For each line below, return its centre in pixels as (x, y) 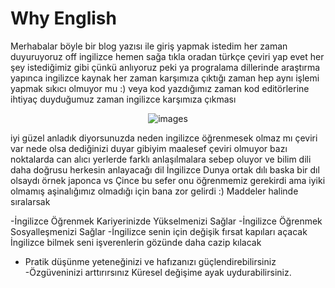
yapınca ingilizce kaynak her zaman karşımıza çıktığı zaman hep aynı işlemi (165, 78)
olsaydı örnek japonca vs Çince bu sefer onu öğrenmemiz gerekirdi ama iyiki (168, 180)
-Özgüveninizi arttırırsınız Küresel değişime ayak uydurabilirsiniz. (158, 272)
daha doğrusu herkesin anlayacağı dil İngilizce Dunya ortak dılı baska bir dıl (165, 169)
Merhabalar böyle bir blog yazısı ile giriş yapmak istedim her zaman (149, 46)
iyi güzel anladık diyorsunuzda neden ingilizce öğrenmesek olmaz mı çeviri (164, 138)
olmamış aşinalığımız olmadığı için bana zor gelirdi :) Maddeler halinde (154, 191)
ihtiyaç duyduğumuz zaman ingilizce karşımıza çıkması (123, 99)
